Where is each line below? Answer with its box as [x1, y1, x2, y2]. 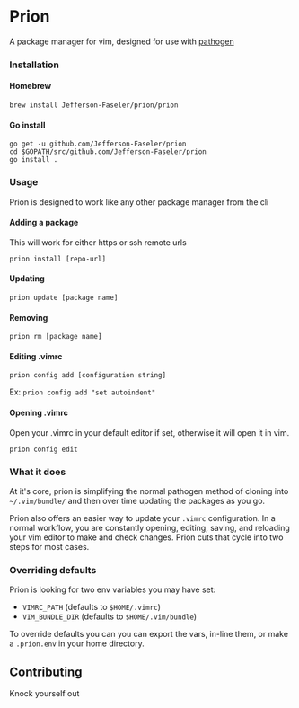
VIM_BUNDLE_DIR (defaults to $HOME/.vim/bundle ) [22, 611, 198, 622]
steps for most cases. [9, 541, 90, 552]
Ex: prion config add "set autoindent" [9, 386, 156, 397]
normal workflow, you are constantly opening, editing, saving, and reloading [9, 522, 290, 533]
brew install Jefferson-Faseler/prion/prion [9, 101, 179, 110]
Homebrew [9, 81, 52, 92]
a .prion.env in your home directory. [9, 638, 145, 649]
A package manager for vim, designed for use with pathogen [9, 36, 235, 47]
